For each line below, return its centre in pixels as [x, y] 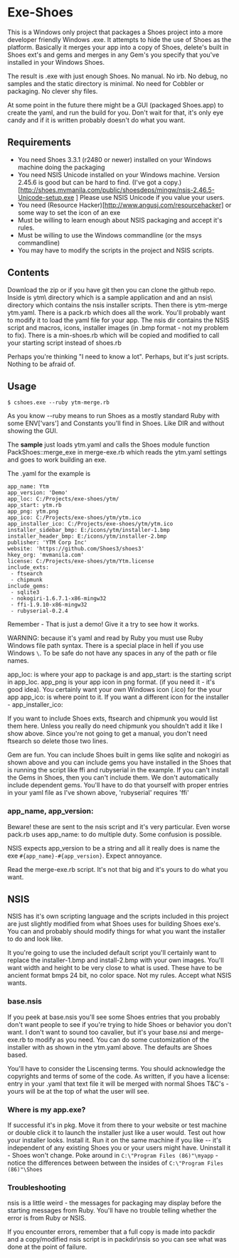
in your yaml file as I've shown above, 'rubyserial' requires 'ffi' [99, 793]
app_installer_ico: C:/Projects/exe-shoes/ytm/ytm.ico [90, 524]
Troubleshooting [37, 1187]
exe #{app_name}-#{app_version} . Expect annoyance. [85, 855]
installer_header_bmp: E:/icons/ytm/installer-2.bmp [87, 537]
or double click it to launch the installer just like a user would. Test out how [117, 1133]
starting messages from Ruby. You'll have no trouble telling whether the [112, 1210]
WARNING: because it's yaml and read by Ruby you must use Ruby [105, 638]
